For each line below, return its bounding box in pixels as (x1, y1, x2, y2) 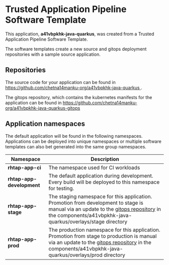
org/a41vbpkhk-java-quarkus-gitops (5, 105, 80, 111)
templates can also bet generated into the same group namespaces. (5, 143, 147, 149)
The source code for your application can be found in (5, 79, 116, 85)
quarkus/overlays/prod (48, 251, 103, 258)
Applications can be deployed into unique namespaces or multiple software (5, 138, 162, 144)
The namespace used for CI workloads (48, 164, 140, 171)
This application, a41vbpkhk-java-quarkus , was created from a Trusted (5, 31, 154, 37)
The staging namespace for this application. (48, 193, 152, 200)
